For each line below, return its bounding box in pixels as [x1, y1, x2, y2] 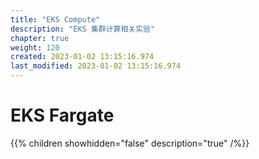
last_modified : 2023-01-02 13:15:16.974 [10, 61, 182, 71]
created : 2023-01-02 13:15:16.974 [10, 52, 155, 62]
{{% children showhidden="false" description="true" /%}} [10, 137, 250, 149]
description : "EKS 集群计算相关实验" [10, 24, 156, 34]
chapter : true [10, 33, 70, 43]
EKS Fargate [10, 104, 115, 127]
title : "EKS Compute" [10, 14, 101, 25]
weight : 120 [10, 42, 60, 53]
